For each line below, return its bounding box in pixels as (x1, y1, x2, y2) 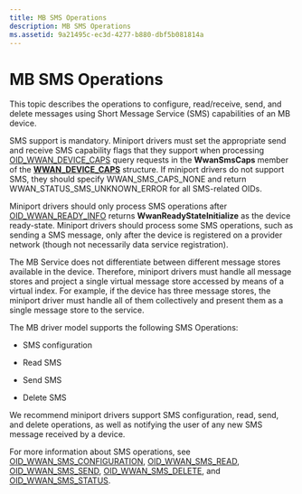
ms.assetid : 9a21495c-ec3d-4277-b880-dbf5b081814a (9, 30, 204, 39)
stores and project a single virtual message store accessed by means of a (9, 276, 285, 287)
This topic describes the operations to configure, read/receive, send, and (9, 98, 282, 109)
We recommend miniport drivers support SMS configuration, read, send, (9, 410, 279, 421)
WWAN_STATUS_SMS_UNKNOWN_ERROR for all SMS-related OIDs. (9, 183, 262, 194)
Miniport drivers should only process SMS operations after (9, 200, 228, 212)
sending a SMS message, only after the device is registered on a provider (9, 229, 283, 240)
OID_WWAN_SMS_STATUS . (9, 475, 111, 486)
